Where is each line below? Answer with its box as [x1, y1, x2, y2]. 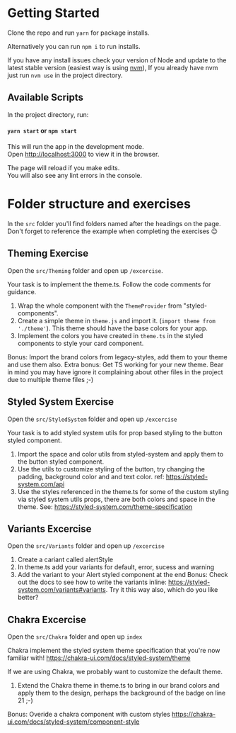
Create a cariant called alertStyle [17, 555, 114, 564]
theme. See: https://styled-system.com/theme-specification [17, 502, 193, 511]
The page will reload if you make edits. [7, 163, 120, 172]
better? [17, 593, 39, 602]
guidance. [7, 287, 37, 296]
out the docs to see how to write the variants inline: [17, 578, 167, 586]
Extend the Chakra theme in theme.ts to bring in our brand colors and [17, 681, 220, 690]
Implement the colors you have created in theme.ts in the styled [17, 331, 203, 340]
